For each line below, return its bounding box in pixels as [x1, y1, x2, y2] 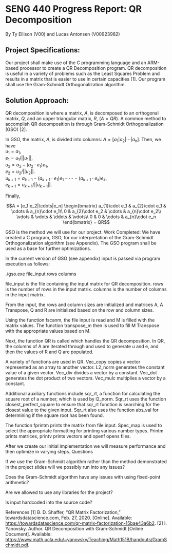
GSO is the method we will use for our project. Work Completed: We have [5, 229, 161, 235]
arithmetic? [5, 480, 29, 486]
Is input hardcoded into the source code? [5, 499, 92, 506]
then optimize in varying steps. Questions [5, 449, 93, 455]
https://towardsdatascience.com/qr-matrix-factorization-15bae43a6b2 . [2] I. [5, 520, 167, 526]
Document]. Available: [5, 531, 52, 537]
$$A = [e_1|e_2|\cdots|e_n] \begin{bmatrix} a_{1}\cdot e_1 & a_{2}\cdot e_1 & [6, 203, 167, 209]
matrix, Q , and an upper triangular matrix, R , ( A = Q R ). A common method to [5, 115, 166, 121]
